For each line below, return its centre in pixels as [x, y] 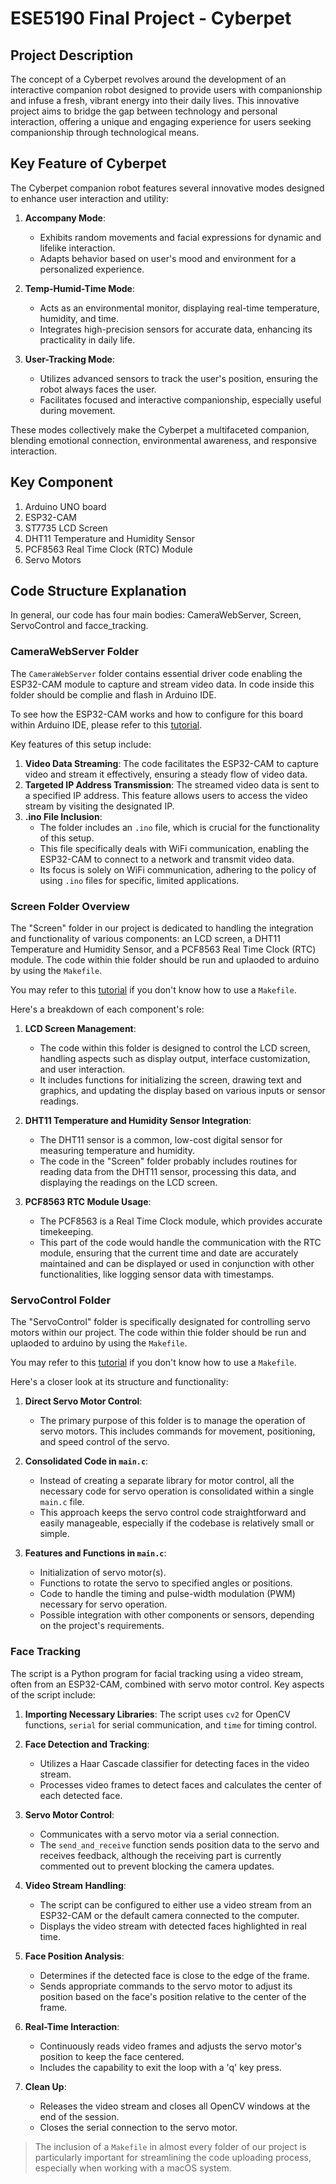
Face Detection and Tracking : [87, 1744]
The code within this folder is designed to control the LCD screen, [175, 1048]
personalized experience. [92, 269]
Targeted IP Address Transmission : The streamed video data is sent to [172, 784]
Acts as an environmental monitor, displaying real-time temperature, [179, 308]
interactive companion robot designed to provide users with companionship [166, 90]
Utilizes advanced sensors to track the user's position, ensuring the [178, 378]
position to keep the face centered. [112, 2056]
